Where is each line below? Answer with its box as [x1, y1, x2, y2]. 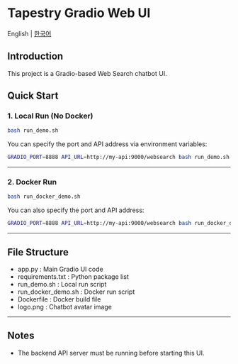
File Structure [7, 246, 69, 258]
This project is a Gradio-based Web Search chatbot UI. [7, 69, 168, 77]
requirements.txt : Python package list [17, 272, 130, 281]
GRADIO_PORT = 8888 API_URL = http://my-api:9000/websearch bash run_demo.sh [7, 154, 230, 161]
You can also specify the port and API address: [7, 206, 144, 214]
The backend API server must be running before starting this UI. [17, 348, 205, 357]
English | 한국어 [7, 29, 52, 38]
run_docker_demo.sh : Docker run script [17, 287, 135, 296]
